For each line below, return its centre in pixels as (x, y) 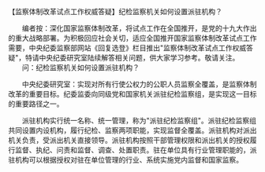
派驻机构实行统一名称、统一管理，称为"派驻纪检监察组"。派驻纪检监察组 (139, 121)
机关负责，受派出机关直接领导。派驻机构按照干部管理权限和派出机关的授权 (129, 140)
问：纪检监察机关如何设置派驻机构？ (80, 68)
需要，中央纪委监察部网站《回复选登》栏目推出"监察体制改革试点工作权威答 (131, 48)
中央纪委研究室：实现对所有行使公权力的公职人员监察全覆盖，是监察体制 (139, 84)
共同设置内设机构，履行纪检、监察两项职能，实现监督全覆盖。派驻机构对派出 (132, 130)
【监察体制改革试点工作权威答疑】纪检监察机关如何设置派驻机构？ (115, 11)
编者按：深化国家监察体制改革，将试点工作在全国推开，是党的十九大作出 (139, 28)
